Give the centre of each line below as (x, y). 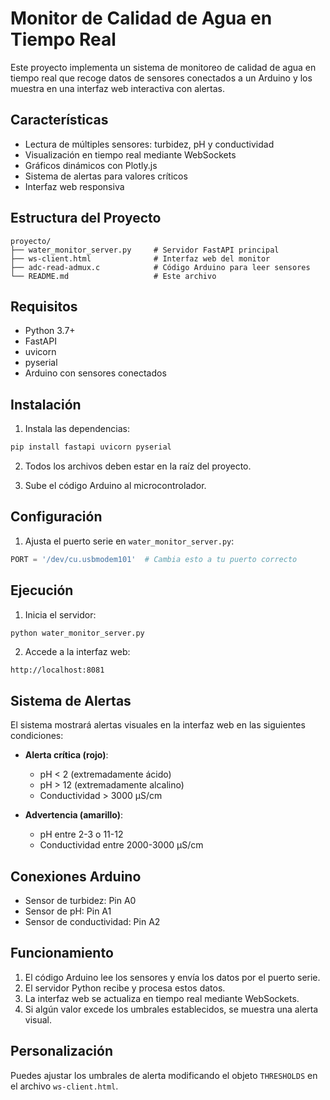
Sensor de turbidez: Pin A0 (80, 901)
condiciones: (37, 736)
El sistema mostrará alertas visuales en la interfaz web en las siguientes (158, 725)
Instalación (46, 404)
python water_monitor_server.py (77, 633)
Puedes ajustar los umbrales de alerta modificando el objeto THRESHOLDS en (164, 1075)
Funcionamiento (62, 953)
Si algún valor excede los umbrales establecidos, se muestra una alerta (171, 1009)
